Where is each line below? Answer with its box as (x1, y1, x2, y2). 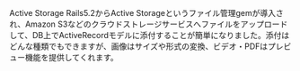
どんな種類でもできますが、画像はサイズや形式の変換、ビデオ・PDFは (9, 41, 269, 51)
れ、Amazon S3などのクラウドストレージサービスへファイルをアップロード (9, 19, 288, 29)
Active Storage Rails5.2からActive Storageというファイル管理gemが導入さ (9, 8, 285, 18)
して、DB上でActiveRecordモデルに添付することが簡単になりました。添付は (9, 30, 290, 40)
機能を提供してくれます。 (24, 52, 119, 62)
